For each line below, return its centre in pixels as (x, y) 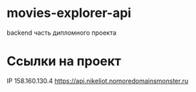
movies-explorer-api (69, 13)
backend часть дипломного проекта (62, 33)
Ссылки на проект (64, 61)
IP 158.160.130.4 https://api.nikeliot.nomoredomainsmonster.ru (98, 81)
